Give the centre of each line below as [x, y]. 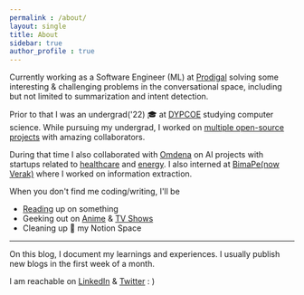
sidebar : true [36, 43]
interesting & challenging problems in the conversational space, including [146, 87]
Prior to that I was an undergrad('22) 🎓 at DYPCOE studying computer [142, 115]
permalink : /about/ [48, 18]
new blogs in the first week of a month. [82, 264]
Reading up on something [71, 209]
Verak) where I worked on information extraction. [101, 174]
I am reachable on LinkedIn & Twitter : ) [82, 281]
